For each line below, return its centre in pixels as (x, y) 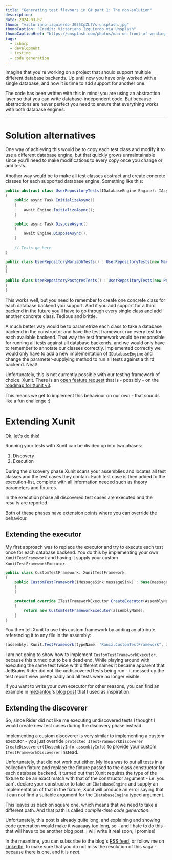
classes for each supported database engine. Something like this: (74, 181)
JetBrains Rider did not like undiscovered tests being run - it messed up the (85, 671)
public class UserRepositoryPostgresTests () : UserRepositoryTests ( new (83, 281)
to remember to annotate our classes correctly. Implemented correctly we (83, 348)
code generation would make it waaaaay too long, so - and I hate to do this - (86, 826)
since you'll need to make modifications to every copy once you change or (84, 160)
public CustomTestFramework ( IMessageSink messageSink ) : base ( (83, 582)
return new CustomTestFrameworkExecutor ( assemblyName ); (84, 610)
